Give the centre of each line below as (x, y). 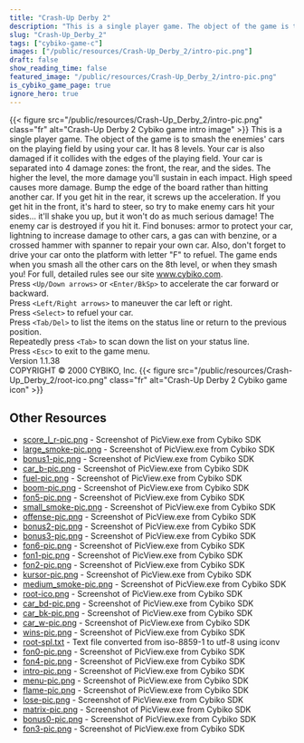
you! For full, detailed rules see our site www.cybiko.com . (116, 274)
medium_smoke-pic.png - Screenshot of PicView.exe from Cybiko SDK (154, 584)
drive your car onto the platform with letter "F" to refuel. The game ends (143, 254)
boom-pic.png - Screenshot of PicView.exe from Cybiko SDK (136, 488)
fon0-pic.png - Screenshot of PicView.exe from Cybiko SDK (134, 652)
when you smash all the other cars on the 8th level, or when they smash (143, 264)
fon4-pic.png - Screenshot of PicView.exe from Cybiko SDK (134, 661)
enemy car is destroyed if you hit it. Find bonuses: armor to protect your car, (152, 225)
